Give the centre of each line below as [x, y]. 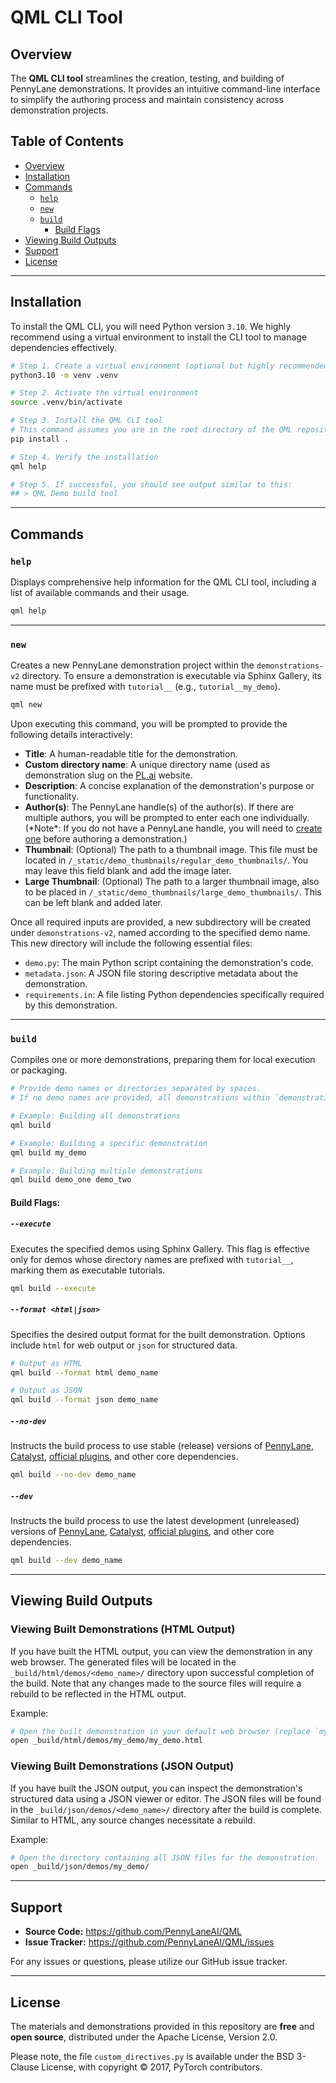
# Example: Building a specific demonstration [109, 1143]
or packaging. [39, 1070]
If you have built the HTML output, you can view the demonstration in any [161, 1651]
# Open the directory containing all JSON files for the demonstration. [165, 1857]
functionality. [51, 796]
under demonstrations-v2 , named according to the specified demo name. [160, 932]
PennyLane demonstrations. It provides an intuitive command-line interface [165, 89]
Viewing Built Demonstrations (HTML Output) [123, 1629]
